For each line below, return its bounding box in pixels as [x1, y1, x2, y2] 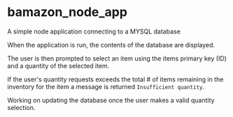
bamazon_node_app [7, 4, 128, 20]
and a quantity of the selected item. [7, 61, 110, 70]
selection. [7, 103, 36, 111]
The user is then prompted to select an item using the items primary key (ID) [7, 54, 227, 63]
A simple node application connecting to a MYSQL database [7, 27, 181, 36]
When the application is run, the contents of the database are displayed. [7, 40, 216, 49]
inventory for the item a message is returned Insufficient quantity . [7, 82, 205, 91]
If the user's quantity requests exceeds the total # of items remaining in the [7, 75, 224, 84]
